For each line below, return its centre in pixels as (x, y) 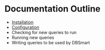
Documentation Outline (52, 9)
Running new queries (33, 37)
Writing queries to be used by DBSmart (51, 42)
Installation (23, 22)
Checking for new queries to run (44, 32)
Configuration (25, 27)
